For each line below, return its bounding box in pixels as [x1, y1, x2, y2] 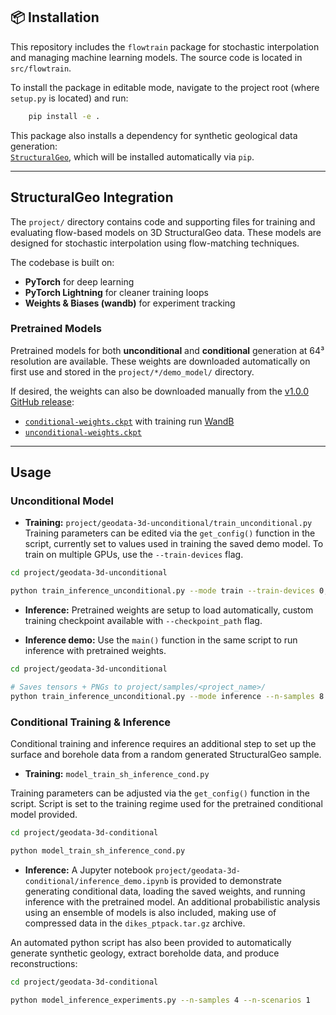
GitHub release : [10, 395, 75, 408]
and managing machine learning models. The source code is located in [10, 51, 303, 63]
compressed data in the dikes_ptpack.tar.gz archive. [24, 917, 246, 929]
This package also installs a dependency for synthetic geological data [10, 129, 298, 141]
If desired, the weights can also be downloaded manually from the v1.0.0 [10, 385, 310, 397]
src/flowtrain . [10, 62, 72, 74]
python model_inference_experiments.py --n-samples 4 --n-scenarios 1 [10, 995, 311, 1005]
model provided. [10, 809, 78, 821]
